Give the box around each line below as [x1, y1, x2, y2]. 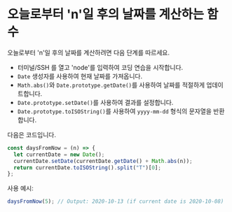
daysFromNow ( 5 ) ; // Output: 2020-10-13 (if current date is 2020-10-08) [7, 198, 224, 205]
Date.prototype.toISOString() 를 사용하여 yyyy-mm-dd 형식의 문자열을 [17, 106, 212, 115]
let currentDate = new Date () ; [13, 151, 105, 158]
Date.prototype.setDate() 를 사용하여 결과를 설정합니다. [17, 98, 174, 106]
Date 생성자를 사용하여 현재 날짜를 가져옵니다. [17, 71, 142, 80]
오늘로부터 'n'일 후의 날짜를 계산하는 [7, 6, 205, 22]
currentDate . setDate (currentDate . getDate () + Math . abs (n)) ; [13, 157, 193, 164]
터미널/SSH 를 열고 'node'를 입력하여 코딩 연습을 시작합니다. [17, 63, 184, 71]
